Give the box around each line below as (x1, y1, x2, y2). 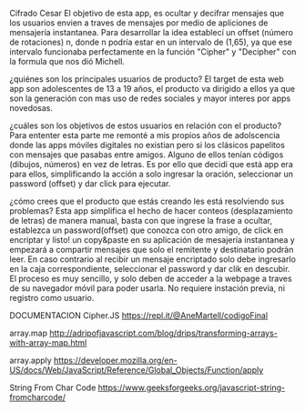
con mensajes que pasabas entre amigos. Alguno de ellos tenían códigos (9, 149, 284, 160)
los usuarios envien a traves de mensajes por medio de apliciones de (9, 17, 269, 28)
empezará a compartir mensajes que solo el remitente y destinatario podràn (9, 245, 294, 255)
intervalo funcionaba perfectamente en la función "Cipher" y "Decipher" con (9, 46, 297, 57)
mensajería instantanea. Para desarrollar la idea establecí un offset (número (9, 27, 294, 37)
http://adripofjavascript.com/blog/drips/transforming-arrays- (49, 327, 278, 338)
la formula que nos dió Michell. (9, 56, 126, 66)
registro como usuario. (9, 293, 95, 303)
